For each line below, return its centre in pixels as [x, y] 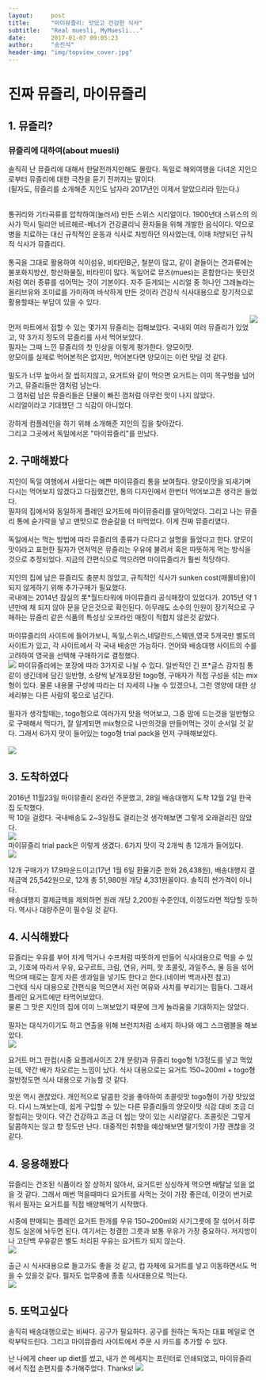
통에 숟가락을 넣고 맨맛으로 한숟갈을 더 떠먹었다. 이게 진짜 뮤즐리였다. [123, 521]
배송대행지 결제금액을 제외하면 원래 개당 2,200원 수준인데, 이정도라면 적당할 [125, 899]
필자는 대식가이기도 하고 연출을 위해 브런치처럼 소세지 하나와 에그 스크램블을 [125, 1025]
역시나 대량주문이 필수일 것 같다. [68, 910]
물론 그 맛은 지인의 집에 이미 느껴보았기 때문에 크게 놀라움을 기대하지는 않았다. [129, 1007]
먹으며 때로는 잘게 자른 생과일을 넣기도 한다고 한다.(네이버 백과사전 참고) [120, 977]
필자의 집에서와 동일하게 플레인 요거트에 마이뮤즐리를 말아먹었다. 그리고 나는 [125, 511]
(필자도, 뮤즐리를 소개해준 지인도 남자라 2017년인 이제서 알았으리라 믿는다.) [124, 189]
